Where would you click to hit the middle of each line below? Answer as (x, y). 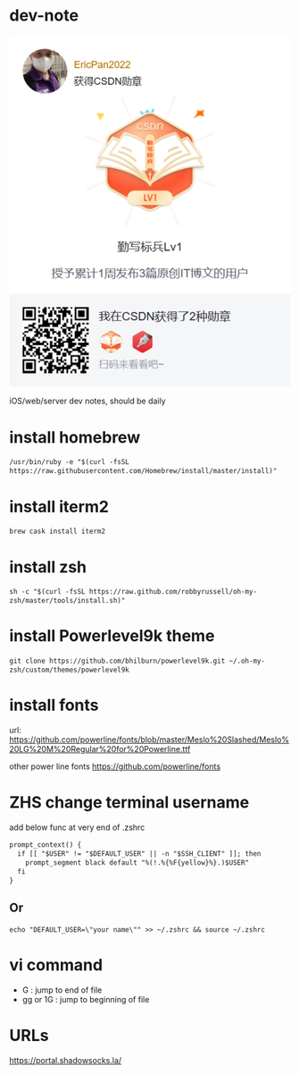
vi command (56, 965)
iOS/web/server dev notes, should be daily (88, 401)
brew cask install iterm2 (57, 532)
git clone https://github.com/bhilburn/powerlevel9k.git (117, 661)
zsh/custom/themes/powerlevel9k (69, 670)
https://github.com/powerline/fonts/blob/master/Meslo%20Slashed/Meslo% (149, 740)
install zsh (48, 567)
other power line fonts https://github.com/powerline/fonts (115, 766)
